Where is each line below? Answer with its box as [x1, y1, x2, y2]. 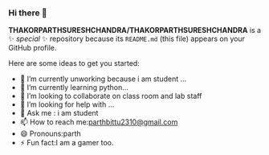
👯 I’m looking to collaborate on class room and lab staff [19, 92, 202, 101]
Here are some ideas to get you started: [8, 59, 141, 68]
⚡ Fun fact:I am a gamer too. [19, 138, 114, 148]
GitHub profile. [8, 43, 57, 53]
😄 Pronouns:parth [19, 128, 82, 139]
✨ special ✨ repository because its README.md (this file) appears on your [8, 34, 246, 43]
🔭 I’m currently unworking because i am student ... [19, 74, 187, 84]
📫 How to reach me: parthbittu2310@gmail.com [19, 117, 178, 127]
